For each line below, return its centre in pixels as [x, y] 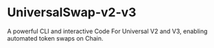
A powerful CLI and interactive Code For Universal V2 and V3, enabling [107, 31]
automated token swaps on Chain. [56, 38]
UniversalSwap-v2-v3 [72, 13]
